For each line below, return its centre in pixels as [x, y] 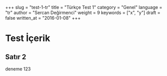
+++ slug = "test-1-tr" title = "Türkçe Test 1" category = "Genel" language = [84, 7]
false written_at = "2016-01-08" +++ [43, 18]
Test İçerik [28, 39]
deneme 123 [18, 69]
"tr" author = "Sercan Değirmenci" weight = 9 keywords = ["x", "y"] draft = [83, 13]
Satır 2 [16, 57]
